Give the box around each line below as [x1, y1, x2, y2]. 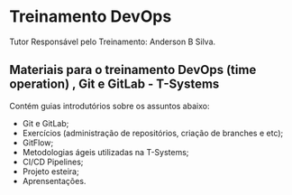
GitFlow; [22, 137, 54, 148]
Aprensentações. [22, 175, 87, 186]
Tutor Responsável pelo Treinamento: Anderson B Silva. [9, 36, 216, 47]
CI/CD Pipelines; [22, 156, 84, 167]
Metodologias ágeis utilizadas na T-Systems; [22, 146, 189, 157]
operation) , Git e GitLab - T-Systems [9, 77, 220, 92]
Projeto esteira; [22, 165, 79, 177]
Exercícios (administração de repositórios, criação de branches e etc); [22, 127, 284, 138]
